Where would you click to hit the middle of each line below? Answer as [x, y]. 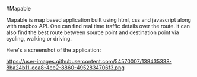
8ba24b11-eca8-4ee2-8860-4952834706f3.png [65, 68]
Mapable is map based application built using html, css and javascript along [99, 20]
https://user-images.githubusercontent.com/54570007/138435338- [89, 61]
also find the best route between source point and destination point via [93, 32]
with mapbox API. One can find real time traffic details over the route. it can [98, 26]
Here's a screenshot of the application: [54, 50]
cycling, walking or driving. [39, 38]
